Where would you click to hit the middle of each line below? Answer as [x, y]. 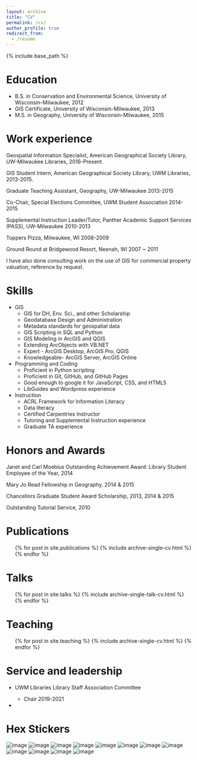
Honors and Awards [56, 451]
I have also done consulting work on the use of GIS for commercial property [98, 260]
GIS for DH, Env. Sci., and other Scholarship [77, 313]
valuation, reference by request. [45, 267]
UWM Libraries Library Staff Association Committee [77, 687]
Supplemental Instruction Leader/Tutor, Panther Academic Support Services [99, 220]
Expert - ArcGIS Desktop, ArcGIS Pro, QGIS [76, 351]
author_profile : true [33, 28]
